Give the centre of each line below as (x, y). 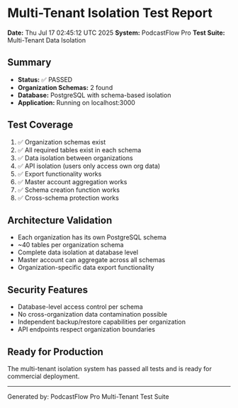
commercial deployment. (44, 376)
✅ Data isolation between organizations (75, 158)
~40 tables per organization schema (70, 245)
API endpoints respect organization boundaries (86, 329)
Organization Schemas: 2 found (65, 87)
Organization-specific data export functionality (86, 268)
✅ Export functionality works (59, 174)
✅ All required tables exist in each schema (79, 149)
